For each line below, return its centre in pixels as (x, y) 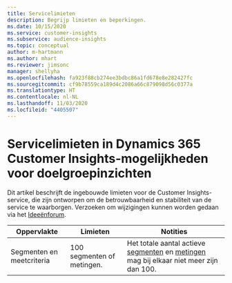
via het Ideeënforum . (37, 214)
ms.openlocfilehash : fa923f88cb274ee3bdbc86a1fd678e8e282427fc (100, 78)
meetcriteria (30, 260)
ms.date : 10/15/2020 (37, 26)
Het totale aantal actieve (166, 243)
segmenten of (93, 256)
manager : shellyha (33, 71)
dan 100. (142, 269)
